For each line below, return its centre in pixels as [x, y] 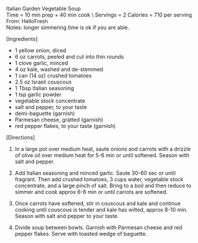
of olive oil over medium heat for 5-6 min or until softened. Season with [102, 155]
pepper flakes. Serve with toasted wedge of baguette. [81, 234]
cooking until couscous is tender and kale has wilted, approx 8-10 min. [101, 210]
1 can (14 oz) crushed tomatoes [53, 76]
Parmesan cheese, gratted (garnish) [59, 120]
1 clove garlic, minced [41, 63]
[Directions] [21, 138]
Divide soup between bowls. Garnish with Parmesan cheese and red [98, 227]
